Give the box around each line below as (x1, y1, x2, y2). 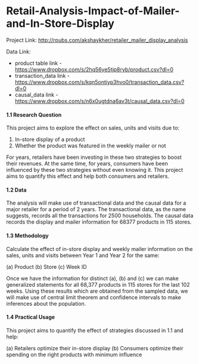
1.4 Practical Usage (6, 313, 55, 321)
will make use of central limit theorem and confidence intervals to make (6, 293, 182, 301)
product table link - (14, 59, 62, 67)
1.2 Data (6, 186, 27, 193)
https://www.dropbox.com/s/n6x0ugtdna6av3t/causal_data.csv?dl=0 (14, 97, 185, 105)
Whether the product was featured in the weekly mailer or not (14, 142, 166, 149)
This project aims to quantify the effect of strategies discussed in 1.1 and (6, 327, 184, 334)
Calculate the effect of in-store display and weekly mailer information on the (6, 245, 193, 252)
